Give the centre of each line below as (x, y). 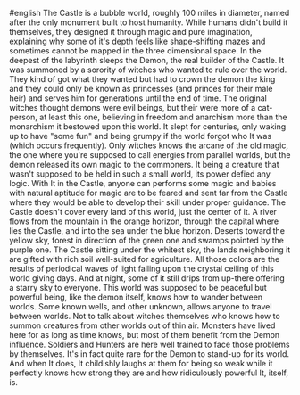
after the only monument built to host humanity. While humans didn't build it (149, 22)
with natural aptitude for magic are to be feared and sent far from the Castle (149, 193)
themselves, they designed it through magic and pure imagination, (131, 32)
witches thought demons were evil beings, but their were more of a (133, 107)
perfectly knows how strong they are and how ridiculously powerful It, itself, (149, 373)
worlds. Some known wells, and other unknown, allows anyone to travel (141, 306)
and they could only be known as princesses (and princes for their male (141, 89)
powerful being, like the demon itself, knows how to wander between (136, 297)
